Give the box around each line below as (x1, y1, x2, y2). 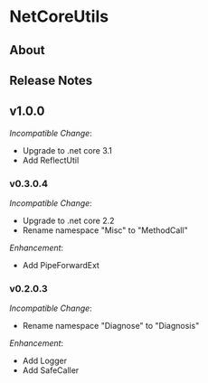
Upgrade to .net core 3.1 (22, 145, 113, 155)
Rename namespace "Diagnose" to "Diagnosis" (22, 321, 200, 332)
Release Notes (9, 72, 93, 88)
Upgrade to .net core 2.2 (22, 215, 115, 227)
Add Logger (22, 355, 68, 367)
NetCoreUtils (9, 6, 109, 27)
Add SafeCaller (22, 365, 80, 376)
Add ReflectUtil (22, 154, 80, 165)
